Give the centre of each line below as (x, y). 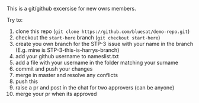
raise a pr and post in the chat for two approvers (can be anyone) (95, 87)
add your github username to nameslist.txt (67, 56)
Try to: (15, 20)
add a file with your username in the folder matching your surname (97, 62)
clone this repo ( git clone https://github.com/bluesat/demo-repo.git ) (102, 31)
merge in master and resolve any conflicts (66, 75)
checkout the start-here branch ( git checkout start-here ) (88, 37)
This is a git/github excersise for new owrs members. (71, 9)
